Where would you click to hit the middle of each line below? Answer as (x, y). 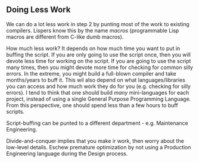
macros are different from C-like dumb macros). (65, 37)
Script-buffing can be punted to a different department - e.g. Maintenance (97, 123)
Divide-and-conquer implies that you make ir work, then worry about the (95, 141)
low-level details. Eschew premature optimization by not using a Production (99, 147)
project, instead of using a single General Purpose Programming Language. (99, 99)
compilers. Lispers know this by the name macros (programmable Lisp (93, 30)
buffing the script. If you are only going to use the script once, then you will (98, 54)
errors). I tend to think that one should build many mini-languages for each (98, 92)
